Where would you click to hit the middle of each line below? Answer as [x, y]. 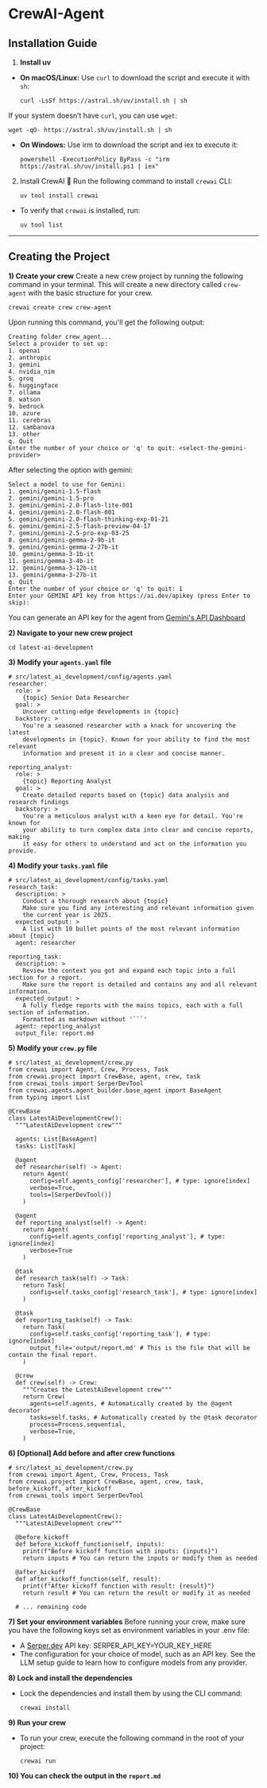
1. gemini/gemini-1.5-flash [55, 491]
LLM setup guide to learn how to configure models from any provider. [133, 1662]
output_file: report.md [54, 1033]
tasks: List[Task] [46, 1146]
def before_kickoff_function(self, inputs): [90, 1544]
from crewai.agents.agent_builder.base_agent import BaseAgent [115, 1090]
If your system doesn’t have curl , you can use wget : [93, 115]
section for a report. [46, 978]
